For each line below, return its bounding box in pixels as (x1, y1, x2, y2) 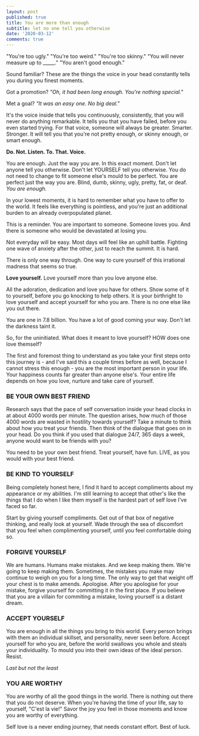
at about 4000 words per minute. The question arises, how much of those (6, 412, 187, 419)
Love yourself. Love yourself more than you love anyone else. (6, 274, 158, 281)
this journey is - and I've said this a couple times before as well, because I (6, 358, 187, 365)
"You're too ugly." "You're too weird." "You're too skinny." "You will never (6, 53, 184, 59)
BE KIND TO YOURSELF (6, 470, 74, 478)
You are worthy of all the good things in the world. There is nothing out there (6, 693, 193, 700)
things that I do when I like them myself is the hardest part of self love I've (6, 496, 187, 503)
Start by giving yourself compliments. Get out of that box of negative (6, 514, 174, 521)
